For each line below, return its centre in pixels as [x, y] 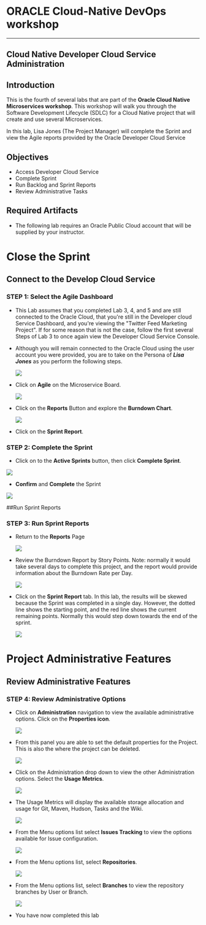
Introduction [31, 85]
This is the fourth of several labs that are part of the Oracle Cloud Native [98, 100]
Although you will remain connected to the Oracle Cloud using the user [105, 348]
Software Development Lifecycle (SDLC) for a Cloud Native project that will [101, 113]
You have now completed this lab [57, 915]
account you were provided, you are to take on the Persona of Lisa [100, 355]
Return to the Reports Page [50, 537]
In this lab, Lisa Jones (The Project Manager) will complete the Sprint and [99, 131]
